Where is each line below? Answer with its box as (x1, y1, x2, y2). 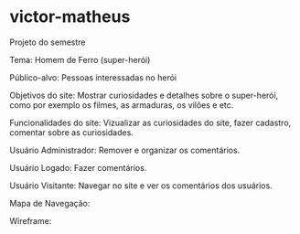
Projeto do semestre (9, 37, 86, 48)
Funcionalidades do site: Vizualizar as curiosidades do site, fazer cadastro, (9, 117, 292, 128)
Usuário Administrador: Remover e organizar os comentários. (9, 144, 241, 155)
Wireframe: (9, 215, 52, 226)
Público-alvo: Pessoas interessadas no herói (9, 71, 177, 83)
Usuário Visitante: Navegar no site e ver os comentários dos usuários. (9, 180, 273, 191)
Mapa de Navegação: (9, 197, 91, 208)
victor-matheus (9, 6, 131, 27)
